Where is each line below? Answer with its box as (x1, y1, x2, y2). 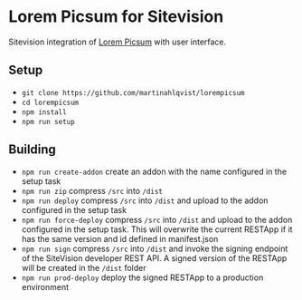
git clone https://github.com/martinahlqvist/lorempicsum (21, 88, 245, 97)
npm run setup (21, 117, 75, 126)
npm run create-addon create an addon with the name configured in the (21, 166, 287, 177)
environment (21, 281, 70, 292)
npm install (21, 107, 67, 117)
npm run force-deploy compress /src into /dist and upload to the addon (21, 214, 293, 225)
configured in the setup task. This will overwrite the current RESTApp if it (21, 224, 293, 235)
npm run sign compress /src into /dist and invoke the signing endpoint (21, 243, 288, 254)
